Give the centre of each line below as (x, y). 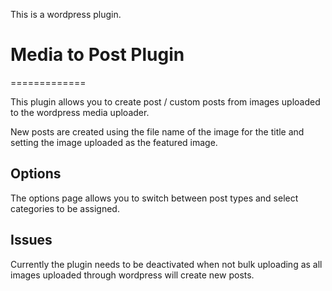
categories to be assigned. (65, 208)
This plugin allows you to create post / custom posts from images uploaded (165, 101)
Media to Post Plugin (97, 55)
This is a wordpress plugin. (66, 14)
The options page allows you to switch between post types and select (154, 198)
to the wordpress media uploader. (80, 112)
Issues (31, 240)
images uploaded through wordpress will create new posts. (132, 275)
